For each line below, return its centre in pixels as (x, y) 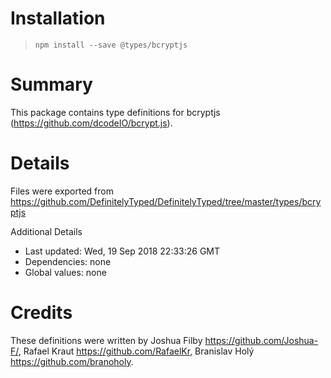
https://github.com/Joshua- (261, 340)
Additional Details (46, 231)
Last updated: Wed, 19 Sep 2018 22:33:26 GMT (122, 251)
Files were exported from (62, 191)
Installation (58, 18)
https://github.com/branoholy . (72, 361)
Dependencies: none (68, 261)
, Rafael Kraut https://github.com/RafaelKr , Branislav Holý (136, 351)
